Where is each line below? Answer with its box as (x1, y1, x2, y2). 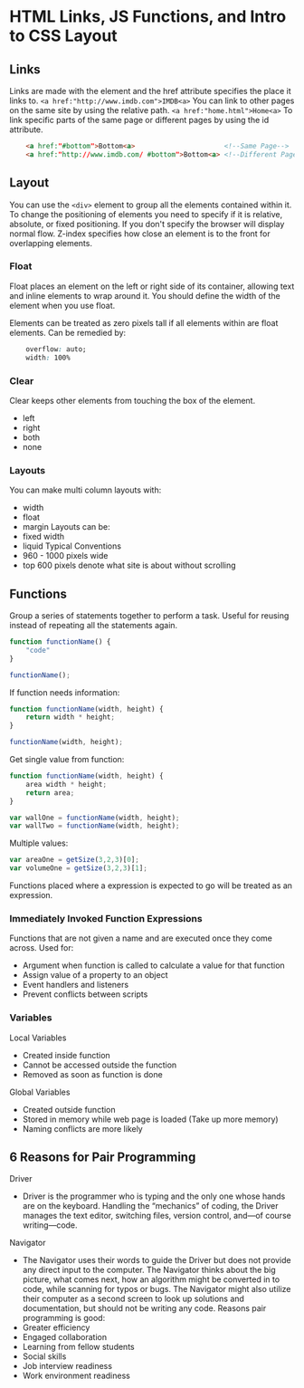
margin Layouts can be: (22, 522, 110, 532)
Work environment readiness (22, 1370, 131, 1382)
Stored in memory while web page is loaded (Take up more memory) (22, 1114, 279, 1125)
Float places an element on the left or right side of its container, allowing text (9, 281, 295, 292)
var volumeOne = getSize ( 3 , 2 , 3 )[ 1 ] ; (9, 864, 147, 873)
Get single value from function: (9, 754, 125, 765)
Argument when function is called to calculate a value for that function (22, 960, 285, 971)
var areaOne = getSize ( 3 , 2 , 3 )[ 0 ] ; (9, 856, 140, 865)
